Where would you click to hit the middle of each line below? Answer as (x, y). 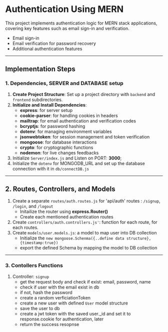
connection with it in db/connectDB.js (51, 168)
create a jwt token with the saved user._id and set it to (75, 313)
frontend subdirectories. (37, 99)
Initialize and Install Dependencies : (49, 105)
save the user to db (40, 308)
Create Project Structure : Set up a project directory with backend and (84, 94)
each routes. (25, 227)
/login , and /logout (33, 206)
